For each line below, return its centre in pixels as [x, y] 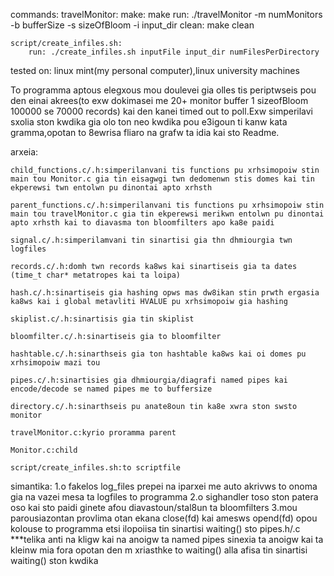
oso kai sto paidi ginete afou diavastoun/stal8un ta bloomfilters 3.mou [154, 507]
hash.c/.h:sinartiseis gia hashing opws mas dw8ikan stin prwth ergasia [165, 293]
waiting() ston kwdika [54, 560]
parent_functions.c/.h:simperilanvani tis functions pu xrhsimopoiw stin [167, 205]
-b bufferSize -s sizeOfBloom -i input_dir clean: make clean [132, 25]
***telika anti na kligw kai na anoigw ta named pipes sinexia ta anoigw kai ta [167, 539]
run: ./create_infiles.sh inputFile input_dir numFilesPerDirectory [174, 52]
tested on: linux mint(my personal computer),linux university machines [155, 70]
